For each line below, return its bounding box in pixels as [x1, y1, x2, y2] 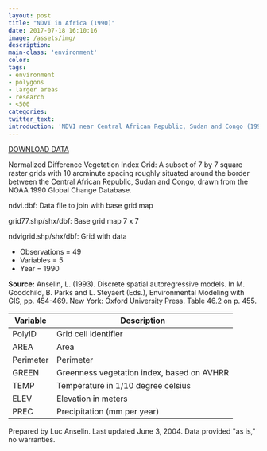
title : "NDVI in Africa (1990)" [8, 19, 115, 27]
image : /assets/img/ [8, 33, 77, 42]
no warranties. [8, 434, 56, 444]
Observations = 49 [19, 247, 82, 256]
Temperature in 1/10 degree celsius [56, 379, 191, 391]
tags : [8, 64, 26, 72]
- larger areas [8, 85, 59, 94]
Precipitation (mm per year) [56, 406, 160, 417]
